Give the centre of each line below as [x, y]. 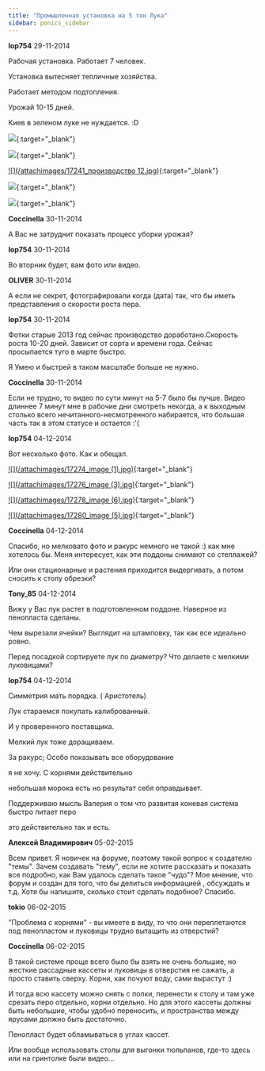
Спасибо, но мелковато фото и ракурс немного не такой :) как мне [122, 546]
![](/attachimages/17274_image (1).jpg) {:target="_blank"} [101, 469]
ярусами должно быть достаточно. [67, 1019]
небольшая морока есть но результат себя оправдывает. [105, 788]
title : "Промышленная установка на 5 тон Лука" [88, 15]
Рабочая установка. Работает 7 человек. [77, 61]
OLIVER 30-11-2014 [40, 280]
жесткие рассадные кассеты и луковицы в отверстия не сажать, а [121, 969]
